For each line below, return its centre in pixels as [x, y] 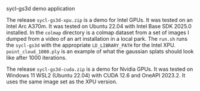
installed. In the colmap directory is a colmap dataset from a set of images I [98, 32]
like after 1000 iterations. [36, 58]
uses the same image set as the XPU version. [62, 82]
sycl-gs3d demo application [41, 9]
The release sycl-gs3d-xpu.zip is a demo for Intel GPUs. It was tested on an [99, 20]
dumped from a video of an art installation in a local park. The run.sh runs [97, 39]
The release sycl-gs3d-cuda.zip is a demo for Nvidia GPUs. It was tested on [100, 69]
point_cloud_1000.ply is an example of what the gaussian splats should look [100, 51]
